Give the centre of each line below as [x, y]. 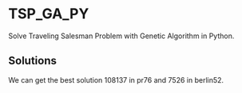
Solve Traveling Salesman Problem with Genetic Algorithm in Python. [121, 36]
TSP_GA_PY [49, 14]
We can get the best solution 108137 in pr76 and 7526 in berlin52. [116, 79]
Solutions [33, 61]
